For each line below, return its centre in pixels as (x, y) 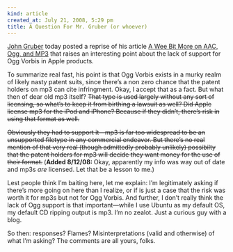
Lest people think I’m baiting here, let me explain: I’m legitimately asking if (113, 183)
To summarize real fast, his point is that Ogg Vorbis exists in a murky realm (114, 74)
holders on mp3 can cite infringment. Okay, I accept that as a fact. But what (115, 89)
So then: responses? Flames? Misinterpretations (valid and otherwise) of (111, 233)
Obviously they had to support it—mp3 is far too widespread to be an (106, 132)
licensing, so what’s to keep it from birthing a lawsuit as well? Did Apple (110, 104)
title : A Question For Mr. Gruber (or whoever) (78, 26)
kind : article (28, 14)
